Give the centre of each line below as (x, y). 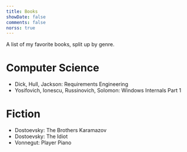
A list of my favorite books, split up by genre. (60, 44)
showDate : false (26, 17)
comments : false (26, 22)
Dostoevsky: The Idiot (41, 137)
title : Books (22, 11)
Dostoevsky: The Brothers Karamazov (61, 130)
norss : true (21, 28)
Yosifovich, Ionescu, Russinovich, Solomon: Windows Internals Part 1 (98, 91)
